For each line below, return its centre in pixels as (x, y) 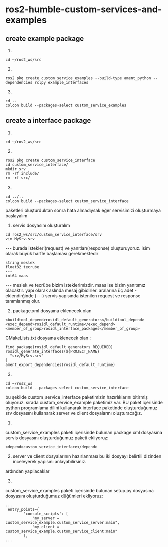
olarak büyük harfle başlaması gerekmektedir (52, 253)
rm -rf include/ (22, 173)
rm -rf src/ (18, 178)
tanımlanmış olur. (23, 301)
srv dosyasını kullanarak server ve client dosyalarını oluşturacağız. (74, 413)
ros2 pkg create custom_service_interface (50, 160)
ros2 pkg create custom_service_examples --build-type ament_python (78, 78)
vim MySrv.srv (20, 239)
